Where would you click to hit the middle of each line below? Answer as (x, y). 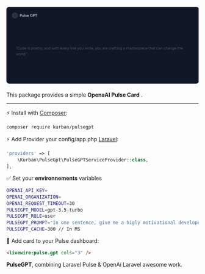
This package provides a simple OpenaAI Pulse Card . (75, 95)
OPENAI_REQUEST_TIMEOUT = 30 (41, 203)
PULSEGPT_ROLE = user (31, 217)
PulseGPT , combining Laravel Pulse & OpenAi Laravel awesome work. (95, 264)
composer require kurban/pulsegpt (50, 127)
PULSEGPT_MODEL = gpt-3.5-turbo (45, 210)
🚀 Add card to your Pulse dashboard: (53, 241)
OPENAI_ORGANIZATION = (34, 197)
